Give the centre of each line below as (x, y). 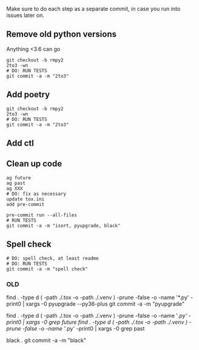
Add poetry (28, 94)
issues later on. (25, 15)
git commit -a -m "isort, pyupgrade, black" (63, 225)
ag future (19, 178)
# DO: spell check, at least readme (52, 258)
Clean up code (34, 164)
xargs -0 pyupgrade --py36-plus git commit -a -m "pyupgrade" (105, 304)
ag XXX (15, 188)
